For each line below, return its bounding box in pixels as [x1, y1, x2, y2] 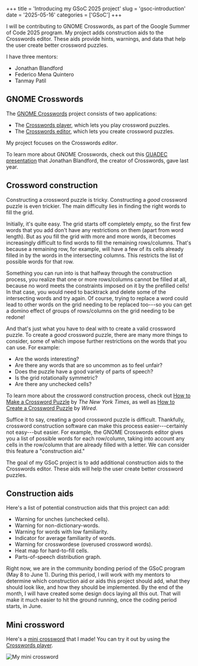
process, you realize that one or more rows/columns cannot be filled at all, [6, 275, 187, 283]
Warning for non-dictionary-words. [14, 522, 100, 529]
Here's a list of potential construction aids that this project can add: [6, 504, 170, 511]
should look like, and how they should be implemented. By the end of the [6, 584, 184, 591]
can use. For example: [6, 343, 60, 351]
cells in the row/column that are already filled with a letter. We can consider [6, 441, 190, 448]
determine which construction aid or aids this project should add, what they [6, 577, 190, 585]
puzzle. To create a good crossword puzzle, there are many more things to [6, 331, 188, 338]
